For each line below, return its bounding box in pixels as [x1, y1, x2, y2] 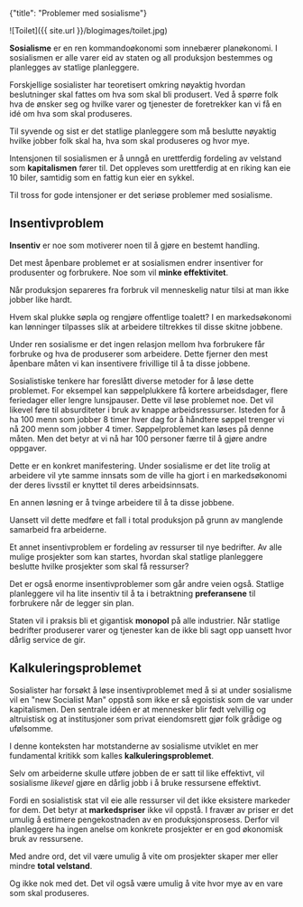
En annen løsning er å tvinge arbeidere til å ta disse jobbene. [9, 496, 234, 507]
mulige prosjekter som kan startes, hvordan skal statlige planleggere [9, 551, 263, 562]
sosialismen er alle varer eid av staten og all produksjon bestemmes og [9, 52, 273, 62]
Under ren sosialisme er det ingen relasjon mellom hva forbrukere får [9, 338, 266, 349]
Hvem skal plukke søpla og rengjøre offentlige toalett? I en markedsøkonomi [9, 311, 292, 322]
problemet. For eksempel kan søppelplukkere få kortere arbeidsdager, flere [9, 384, 289, 396]
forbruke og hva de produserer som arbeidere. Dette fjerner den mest [9, 348, 269, 359]
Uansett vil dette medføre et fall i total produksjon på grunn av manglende [9, 515, 284, 525]
